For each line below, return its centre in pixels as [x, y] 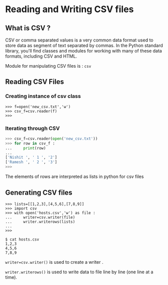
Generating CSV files [39, 192]
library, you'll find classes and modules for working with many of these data [84, 51]
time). [11, 277]
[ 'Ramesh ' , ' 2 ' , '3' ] [31, 162]
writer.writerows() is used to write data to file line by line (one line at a [79, 272]
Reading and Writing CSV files [70, 9]
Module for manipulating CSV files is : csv [48, 66]
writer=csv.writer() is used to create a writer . [54, 262]
